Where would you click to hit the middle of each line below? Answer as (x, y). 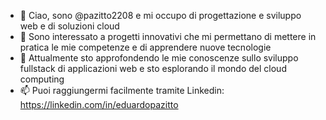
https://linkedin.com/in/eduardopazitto (99, 104)
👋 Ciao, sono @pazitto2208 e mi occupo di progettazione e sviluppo (160, 15)
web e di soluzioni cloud (69, 26)
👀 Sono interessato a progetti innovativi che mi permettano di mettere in (168, 36)
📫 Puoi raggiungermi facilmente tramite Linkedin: (122, 90)
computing (42, 79)
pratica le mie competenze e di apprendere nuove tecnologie (145, 47)
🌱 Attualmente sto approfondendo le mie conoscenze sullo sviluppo (159, 58)
